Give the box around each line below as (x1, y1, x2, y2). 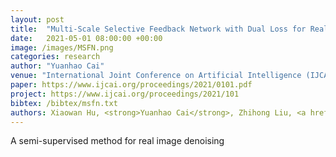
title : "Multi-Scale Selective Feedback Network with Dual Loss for (10, 24, 307, 34)
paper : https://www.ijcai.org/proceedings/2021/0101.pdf (10, 80, 253, 90)
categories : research (10, 52, 101, 62)
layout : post (10, 14, 65, 25)
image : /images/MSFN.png (10, 42, 114, 53)
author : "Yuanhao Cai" (10, 61, 105, 71)
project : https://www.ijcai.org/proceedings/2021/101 (10, 89, 240, 99)
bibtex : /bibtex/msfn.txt (10, 98, 118, 108)
